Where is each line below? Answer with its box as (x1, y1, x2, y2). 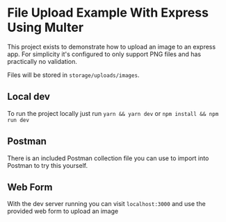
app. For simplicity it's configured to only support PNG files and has (7, 50, 202, 58)
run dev (7, 117, 30, 123)
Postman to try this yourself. (7, 161, 88, 169)
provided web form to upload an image (7, 207, 119, 216)
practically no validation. (7, 57, 78, 65)
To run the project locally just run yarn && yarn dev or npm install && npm (7, 109, 219, 117)
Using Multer (7, 19, 84, 35)
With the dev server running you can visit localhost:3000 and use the (7, 200, 207, 208)
